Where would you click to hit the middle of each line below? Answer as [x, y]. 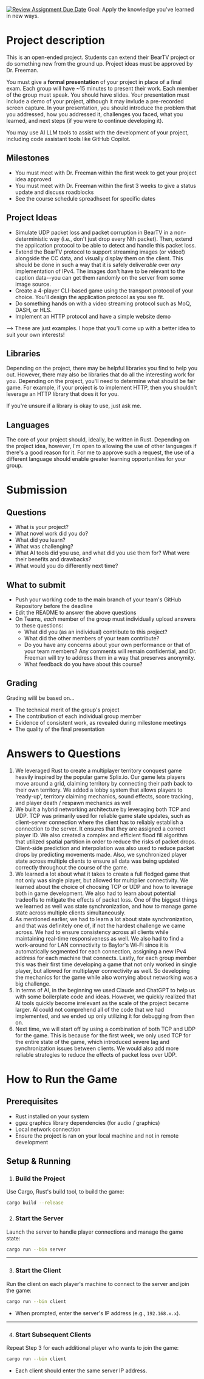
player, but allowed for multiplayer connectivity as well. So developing [102, 970]
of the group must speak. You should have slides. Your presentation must [98, 95]
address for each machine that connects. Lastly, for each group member [106, 958]
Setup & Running [39, 1161]
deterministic [32, 239]
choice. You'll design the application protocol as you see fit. [90, 297]
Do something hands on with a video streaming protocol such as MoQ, [103, 303]
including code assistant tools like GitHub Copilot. [68, 139]
